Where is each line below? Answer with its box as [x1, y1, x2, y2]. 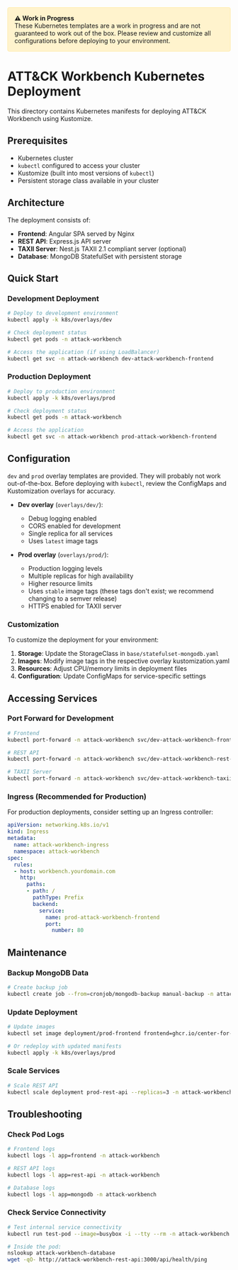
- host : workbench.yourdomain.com [13, 868, 115, 875]
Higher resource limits [28, 579, 93, 587]
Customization [7, 619, 59, 629]
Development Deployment [7, 293, 99, 303]
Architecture [7, 197, 65, 209]
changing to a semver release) [28, 594, 118, 603]
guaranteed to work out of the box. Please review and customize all [14, 29, 211, 38]
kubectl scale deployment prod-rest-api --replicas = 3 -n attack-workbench [7, 1089, 233, 1096]
